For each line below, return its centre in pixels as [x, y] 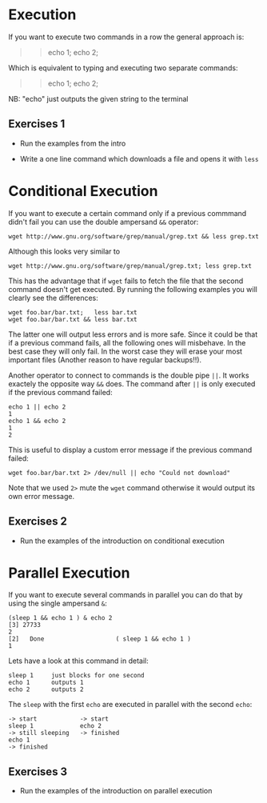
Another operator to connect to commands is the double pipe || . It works [129, 375]
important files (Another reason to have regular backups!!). [105, 360]
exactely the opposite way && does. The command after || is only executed [132, 384]
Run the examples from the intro [73, 143]
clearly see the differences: [53, 298]
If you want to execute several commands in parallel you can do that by [126, 595]
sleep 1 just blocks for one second [77, 676]
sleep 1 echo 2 [55, 726]
